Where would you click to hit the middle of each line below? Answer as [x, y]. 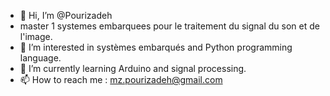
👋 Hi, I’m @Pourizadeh [66, 15]
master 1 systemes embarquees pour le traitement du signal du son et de [169, 26]
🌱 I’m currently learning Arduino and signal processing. [133, 68]
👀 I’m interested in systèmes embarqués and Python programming [156, 47]
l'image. [36, 36]
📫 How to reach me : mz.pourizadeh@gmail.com [121, 79]
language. [40, 58]
